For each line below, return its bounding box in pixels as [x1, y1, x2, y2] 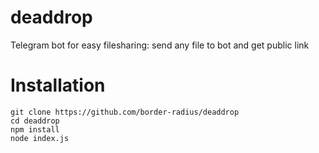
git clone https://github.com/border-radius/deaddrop [10, 107, 240, 117]
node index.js [10, 133, 70, 143]
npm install [10, 124, 60, 135]
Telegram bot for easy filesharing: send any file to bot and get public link [10, 39, 310, 51]
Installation [10, 74, 106, 97]
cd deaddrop [10, 116, 60, 126]
